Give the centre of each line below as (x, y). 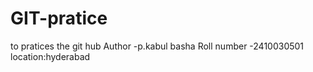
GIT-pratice (59, 18)
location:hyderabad (50, 56)
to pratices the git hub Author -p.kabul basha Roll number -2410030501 (157, 46)
